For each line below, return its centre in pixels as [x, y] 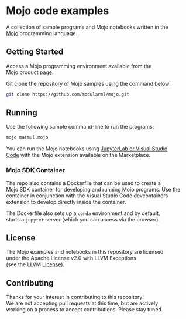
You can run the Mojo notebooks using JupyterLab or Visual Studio [87, 149]
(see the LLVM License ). [35, 264]
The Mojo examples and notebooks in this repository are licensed [85, 252]
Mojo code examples [58, 11]
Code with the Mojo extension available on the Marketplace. [78, 155]
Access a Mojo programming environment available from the [79, 66]
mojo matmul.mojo [27, 137]
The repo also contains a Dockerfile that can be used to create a [83, 183]
